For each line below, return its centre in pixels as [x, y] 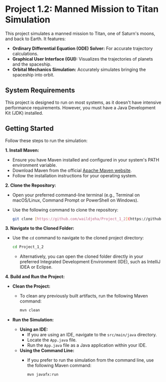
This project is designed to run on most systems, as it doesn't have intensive [83, 102]
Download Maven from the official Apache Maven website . [72, 170]
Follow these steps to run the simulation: [46, 141]
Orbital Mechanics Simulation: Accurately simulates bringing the [79, 69]
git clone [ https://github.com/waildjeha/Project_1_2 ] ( [71, 219]
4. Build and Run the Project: [35, 277]
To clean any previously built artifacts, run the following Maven [84, 296]
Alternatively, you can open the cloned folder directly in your [82, 256]
